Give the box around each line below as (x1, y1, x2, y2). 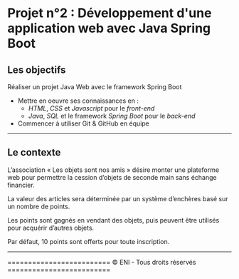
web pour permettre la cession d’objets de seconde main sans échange (7, 173, 217, 181)
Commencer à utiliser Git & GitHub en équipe (17, 119, 149, 128)
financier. (7, 181, 35, 189)
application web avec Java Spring (7, 20, 211, 36)
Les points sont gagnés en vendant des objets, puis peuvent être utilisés (7, 215, 220, 224)
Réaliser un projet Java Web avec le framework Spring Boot (7, 83, 182, 91)
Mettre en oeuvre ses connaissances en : (17, 96, 139, 105)
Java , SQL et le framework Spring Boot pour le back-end (28, 112, 196, 120)
